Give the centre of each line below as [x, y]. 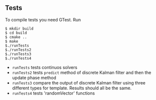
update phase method [34, 78]
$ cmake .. [16, 37]
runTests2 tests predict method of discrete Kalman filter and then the [82, 72]
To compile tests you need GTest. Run [43, 19]
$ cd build [16, 33]
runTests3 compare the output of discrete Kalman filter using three [79, 83]
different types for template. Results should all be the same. [72, 88]
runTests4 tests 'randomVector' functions [53, 93]
